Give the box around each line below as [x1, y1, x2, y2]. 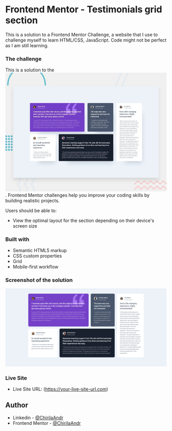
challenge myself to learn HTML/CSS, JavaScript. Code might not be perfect [5, 37, 167, 43]
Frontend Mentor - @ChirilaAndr [12, 420, 81, 426]
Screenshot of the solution [5, 276, 73, 284]
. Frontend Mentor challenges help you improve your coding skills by [5, 192, 150, 198]
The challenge [5, 55, 42, 62]
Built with [5, 235, 30, 242]
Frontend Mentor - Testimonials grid [5, 4, 162, 15]
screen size [12, 222, 37, 229]
